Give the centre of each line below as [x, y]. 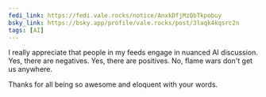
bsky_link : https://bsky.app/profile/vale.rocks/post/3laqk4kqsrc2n [124, 23]
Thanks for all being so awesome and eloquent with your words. [113, 84]
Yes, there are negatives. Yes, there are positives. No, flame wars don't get [130, 61]
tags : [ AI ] [26, 30]
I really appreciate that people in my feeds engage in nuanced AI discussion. [133, 53]
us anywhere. [31, 69]
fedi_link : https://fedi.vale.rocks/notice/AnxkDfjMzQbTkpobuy [115, 15]
